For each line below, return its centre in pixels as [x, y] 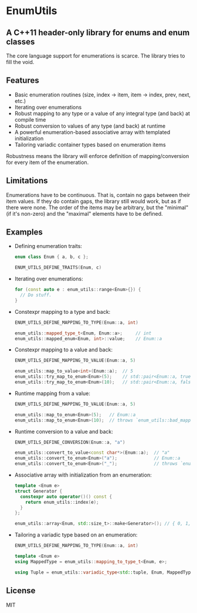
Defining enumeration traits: [48, 246]
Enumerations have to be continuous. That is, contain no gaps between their [98, 195]
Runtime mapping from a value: [52, 393]
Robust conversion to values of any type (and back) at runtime [90, 126]
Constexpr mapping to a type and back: [62, 311]
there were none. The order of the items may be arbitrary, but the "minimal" [97, 207]
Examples [24, 232]
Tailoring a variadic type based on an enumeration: [76, 535]
